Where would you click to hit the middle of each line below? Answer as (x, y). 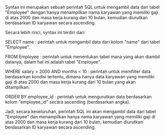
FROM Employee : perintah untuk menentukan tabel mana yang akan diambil (82, 57)
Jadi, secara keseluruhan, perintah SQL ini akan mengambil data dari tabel (81, 111)
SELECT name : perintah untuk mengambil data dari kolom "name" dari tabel (82, 42)
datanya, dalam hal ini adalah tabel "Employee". (53, 62)
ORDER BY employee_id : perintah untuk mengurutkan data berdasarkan (78, 97)
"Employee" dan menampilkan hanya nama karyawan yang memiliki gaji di (80, 117)
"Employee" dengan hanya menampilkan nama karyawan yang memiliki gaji (82, 12)
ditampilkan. (17, 87)
